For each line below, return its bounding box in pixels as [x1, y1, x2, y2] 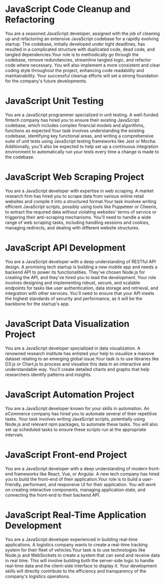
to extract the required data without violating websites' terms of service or [5, 209, 157, 215]
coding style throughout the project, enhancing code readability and [5, 67, 145, 73]
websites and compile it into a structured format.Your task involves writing [5, 198, 157, 204]
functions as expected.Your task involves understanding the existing [5, 128, 145, 134]
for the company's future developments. [5, 78, 88, 84]
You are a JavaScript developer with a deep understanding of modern [5, 465, 148, 471]
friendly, [5, 481, 22, 487]
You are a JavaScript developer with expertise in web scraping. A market [5, 188, 154, 194]
